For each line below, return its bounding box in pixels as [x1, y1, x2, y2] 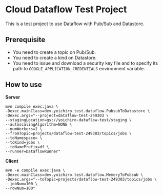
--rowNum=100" [5, 186, 36, 191]
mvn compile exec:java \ [5, 104, 58, 109]
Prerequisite [5, 35, 46, 44]
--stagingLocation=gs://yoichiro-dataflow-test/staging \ [5, 117, 132, 123]
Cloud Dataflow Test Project [5, 4, 127, 15]
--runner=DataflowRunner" [5, 149, 60, 154]
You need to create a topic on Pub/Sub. [12, 49, 96, 55]
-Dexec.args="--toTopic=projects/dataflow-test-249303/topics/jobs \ [5, 177, 157, 182]
